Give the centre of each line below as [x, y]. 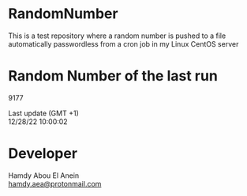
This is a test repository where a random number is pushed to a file [117, 36]
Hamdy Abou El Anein [44, 175]
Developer [43, 154]
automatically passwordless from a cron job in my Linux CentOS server [123, 43]
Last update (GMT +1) [43, 113]
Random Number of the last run [113, 76]
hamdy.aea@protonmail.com [55, 183]
